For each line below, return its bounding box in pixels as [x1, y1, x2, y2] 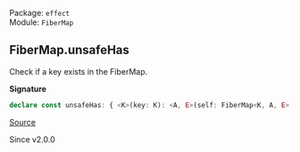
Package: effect [9, 8, 71, 18]
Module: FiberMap [9, 17, 74, 28]
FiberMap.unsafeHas [9, 43, 129, 58]
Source [9, 116, 36, 127]
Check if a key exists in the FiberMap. [9, 66, 148, 76]
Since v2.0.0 [9, 133, 55, 145]
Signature [9, 84, 47, 94]
